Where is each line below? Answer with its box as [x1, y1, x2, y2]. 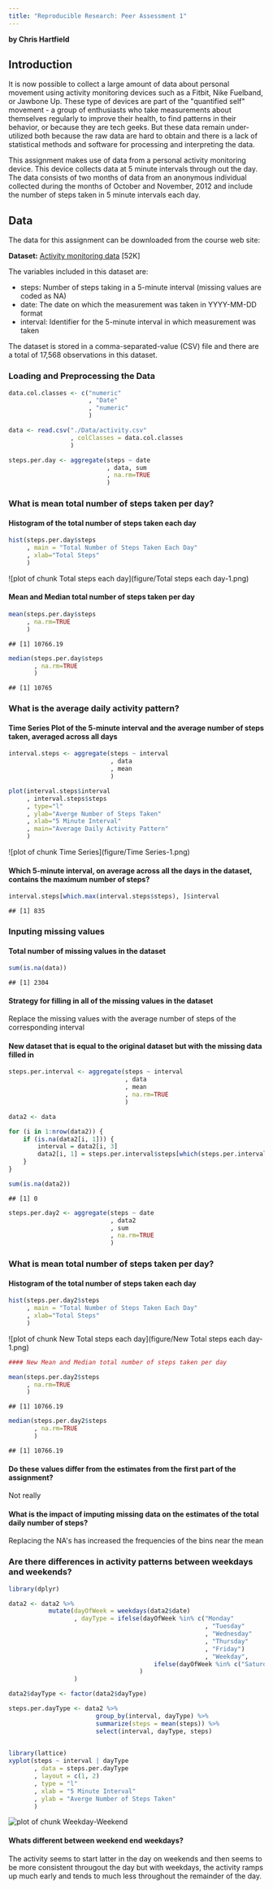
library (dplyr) [8, 1585, 60, 1593]
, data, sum [106, 464, 148, 472]
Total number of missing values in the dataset [8, 946, 167, 955]
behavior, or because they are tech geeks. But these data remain [8, 123, 225, 133]
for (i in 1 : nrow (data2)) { [8, 1127, 104, 1135]
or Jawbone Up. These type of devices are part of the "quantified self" [8, 97, 245, 107]
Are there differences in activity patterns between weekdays [8, 1556, 253, 1568]
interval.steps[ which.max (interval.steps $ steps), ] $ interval [8, 892, 220, 901]
